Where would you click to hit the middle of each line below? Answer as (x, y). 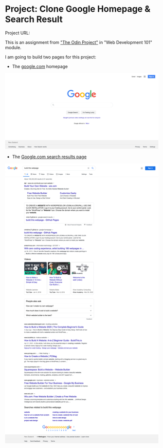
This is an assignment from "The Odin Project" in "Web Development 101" (79, 42)
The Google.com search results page (49, 157)
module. (13, 47)
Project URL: (18, 33)
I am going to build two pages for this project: (51, 57)
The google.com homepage (40, 66)
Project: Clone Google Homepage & (78, 9)
